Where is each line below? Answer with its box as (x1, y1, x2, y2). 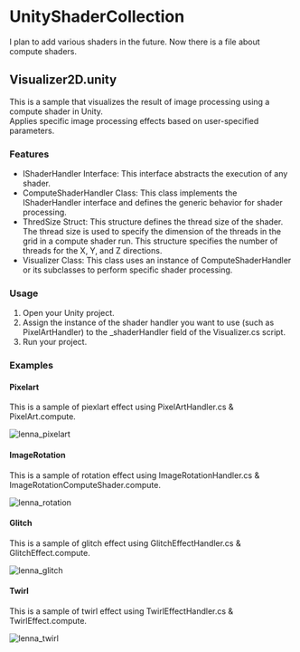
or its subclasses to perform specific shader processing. (22, 264, 233, 275)
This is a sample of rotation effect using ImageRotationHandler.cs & (9, 469, 260, 481)
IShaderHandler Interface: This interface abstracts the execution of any (22, 168, 288, 179)
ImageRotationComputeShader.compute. (9, 479, 161, 490)
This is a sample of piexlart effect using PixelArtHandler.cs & (9, 401, 234, 413)
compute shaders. (9, 45, 78, 56)
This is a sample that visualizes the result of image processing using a (9, 96, 270, 107)
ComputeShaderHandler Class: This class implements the (22, 187, 238, 198)
